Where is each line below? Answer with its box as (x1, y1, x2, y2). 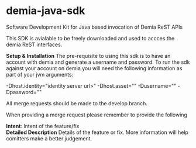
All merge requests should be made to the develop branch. (6, 99, 148, 106)
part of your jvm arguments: (6, 71, 74, 78)
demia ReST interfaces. (6, 41, 63, 48)
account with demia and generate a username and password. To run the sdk (6, 58, 190, 66)
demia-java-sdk (6, 4, 85, 18)
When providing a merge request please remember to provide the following (6, 111, 187, 118)
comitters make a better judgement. (6, 135, 92, 142)
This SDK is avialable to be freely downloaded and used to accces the (6, 35, 175, 42)
